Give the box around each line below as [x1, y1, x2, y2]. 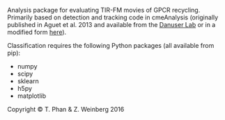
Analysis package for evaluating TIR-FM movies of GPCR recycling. [7, 6, 201, 14]
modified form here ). [7, 28, 67, 36]
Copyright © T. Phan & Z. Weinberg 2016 [7, 105, 125, 113]
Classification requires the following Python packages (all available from [7, 42, 215, 49]
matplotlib [17, 92, 47, 100]
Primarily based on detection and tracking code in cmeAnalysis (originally [7, 13, 219, 22]
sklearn [17, 77, 40, 85]
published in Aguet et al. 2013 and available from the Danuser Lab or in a [7, 21, 216, 28]
